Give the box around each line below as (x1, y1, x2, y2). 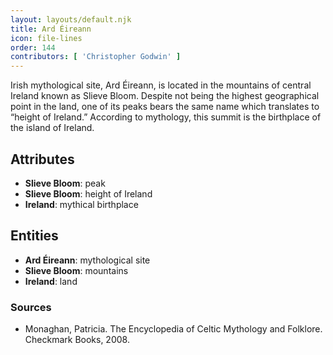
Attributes (10, 151, 75, 168)
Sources (10, 300, 52, 314)
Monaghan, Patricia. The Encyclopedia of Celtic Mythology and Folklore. (24, 323, 323, 335)
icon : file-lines (10, 33, 83, 43)
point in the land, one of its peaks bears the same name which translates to (10, 101, 320, 113)
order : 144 (10, 42, 56, 53)
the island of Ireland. (10, 122, 95, 134)
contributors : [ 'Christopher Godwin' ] (10, 52, 182, 62)
